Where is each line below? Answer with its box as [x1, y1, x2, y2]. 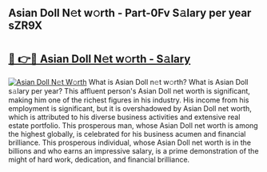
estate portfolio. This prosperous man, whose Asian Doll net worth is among [8, 121, 258, 130]
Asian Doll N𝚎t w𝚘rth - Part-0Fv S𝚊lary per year [8, 6, 252, 20]
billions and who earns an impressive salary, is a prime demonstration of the [8, 146, 259, 155]
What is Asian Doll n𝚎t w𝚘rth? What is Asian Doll [88, 78, 249, 86]
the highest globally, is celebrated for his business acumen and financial [8, 130, 246, 138]
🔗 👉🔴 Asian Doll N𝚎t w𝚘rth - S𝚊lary [8, 52, 191, 66]
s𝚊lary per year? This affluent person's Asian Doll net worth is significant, [8, 86, 250, 95]
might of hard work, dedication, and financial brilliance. [8, 155, 190, 164]
